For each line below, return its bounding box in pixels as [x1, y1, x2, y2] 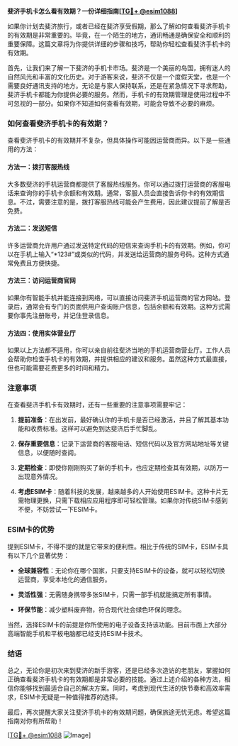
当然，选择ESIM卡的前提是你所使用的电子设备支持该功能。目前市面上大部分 [7, 620, 227, 629]
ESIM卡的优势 [7, 525, 55, 534]
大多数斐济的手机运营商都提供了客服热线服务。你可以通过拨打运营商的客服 [7, 180, 225, 188]
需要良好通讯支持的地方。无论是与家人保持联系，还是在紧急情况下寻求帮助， [7, 82, 231, 89]
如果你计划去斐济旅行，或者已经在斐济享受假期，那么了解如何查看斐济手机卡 [7, 22, 231, 31]
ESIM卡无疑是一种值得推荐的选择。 [19, 693, 122, 701]
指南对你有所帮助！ [7, 717, 64, 725]
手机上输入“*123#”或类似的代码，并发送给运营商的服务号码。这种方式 [19, 250, 224, 258]
